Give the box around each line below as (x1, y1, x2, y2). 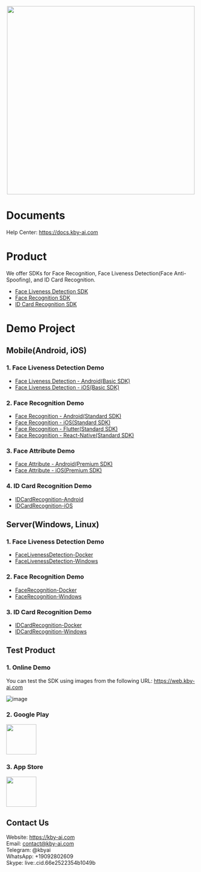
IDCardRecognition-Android (14, 495, 84, 503)
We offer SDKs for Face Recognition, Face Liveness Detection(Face (6, 269, 173, 277)
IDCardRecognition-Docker (14, 621, 82, 629)
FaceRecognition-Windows (14, 592, 82, 600)
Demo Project (6, 322, 76, 336)
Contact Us (6, 817, 49, 828)
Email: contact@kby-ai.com (6, 840, 74, 847)
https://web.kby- (154, 677, 195, 684)
